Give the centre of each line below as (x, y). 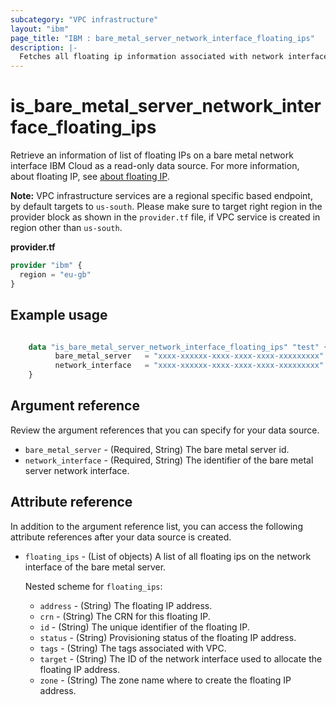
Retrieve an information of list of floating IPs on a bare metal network (152, 155)
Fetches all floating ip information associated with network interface (174, 57)
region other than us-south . (66, 228)
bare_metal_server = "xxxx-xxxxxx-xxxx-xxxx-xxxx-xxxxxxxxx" (189, 356)
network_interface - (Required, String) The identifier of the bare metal (169, 460)
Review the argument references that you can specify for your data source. (165, 430)
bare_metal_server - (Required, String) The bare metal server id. (157, 449)
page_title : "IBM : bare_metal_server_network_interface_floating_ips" (162, 38)
